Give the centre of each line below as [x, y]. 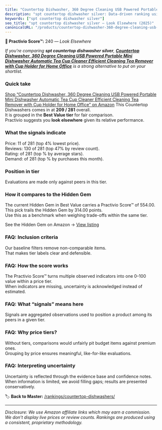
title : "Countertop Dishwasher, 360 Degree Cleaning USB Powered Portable [82, 9]
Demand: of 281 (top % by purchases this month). [54, 159]
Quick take [18, 84]
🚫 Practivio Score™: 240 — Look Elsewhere [48, 41]
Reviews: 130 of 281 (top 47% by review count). [52, 148]
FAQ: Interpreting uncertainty [40, 366]
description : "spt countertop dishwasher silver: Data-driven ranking [77, 14]
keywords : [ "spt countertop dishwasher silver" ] [55, 18]
